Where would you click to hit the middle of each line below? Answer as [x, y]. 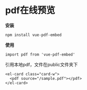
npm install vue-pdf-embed [33, 35]
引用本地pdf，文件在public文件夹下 [41, 64]
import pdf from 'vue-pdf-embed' [40, 54]
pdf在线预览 [30, 10]
